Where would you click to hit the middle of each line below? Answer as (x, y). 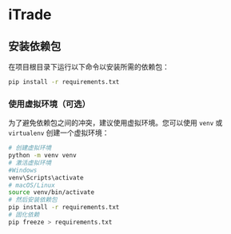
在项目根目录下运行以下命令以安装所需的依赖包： (89, 67)
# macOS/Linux (32, 185)
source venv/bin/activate (51, 192)
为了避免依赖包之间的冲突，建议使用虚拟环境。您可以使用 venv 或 (115, 123)
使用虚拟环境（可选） (49, 104)
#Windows (23, 170)
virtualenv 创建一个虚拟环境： (59, 133)
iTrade (30, 15)
